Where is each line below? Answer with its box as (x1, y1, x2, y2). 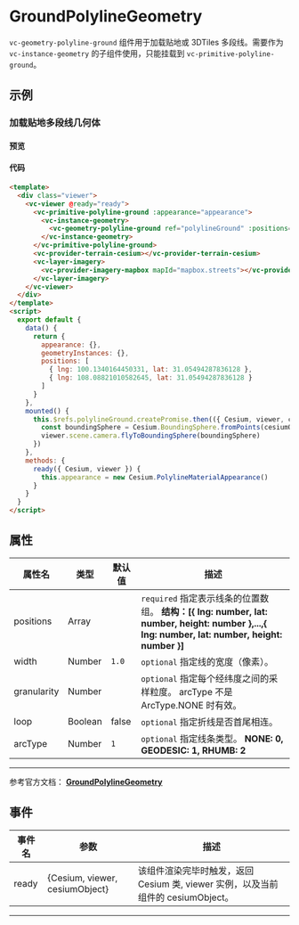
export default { (17, 315, 82, 324)
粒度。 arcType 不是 (149, 685, 233, 698)
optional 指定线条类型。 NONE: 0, (141, 733, 284, 745)
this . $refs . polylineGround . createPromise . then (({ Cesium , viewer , (32, 414, 285, 424)
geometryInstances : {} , (41, 348, 129, 357)
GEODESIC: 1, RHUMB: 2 (141, 744, 246, 757)
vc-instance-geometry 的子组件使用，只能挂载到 (9, 47, 185, 59)
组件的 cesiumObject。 (137, 891, 234, 904)
